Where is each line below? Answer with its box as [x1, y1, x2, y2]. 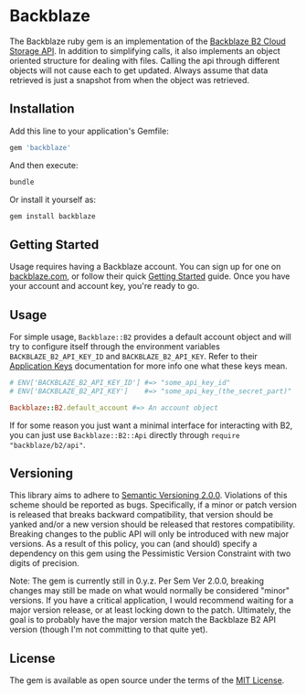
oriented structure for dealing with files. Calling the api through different [9, 55, 280, 66]
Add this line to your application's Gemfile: [9, 125, 169, 136]
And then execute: [9, 159, 79, 170]
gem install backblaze [9, 211, 96, 220]
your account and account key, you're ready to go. [9, 281, 200, 292]
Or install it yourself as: [9, 194, 96, 205]
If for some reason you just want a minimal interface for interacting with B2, [9, 420, 293, 431]
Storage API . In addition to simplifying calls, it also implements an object [9, 45, 280, 56]
